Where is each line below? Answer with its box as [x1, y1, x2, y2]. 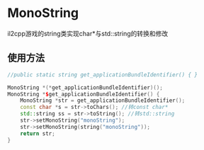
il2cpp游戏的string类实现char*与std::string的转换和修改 [7, 29, 169, 37]
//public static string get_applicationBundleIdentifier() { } [7, 71, 198, 79]
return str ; [20, 129, 55, 137]
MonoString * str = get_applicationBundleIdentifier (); [20, 97, 186, 104]
